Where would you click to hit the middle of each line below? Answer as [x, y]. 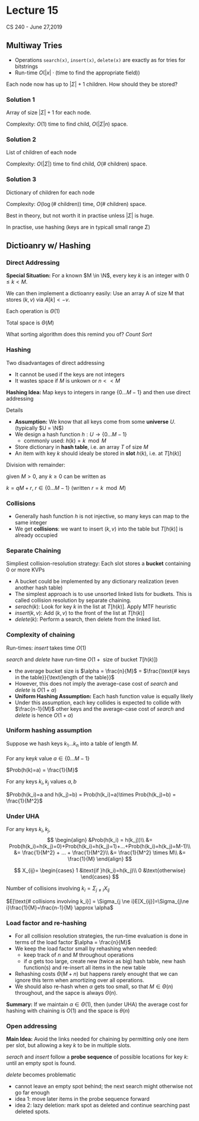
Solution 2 [21, 139]
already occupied [36, 535]
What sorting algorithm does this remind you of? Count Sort [79, 335]
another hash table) [39, 588]
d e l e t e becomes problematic [41, 1075]
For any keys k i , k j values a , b [42, 782]
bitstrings [26, 66]
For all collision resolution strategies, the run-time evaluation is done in [101, 936]
